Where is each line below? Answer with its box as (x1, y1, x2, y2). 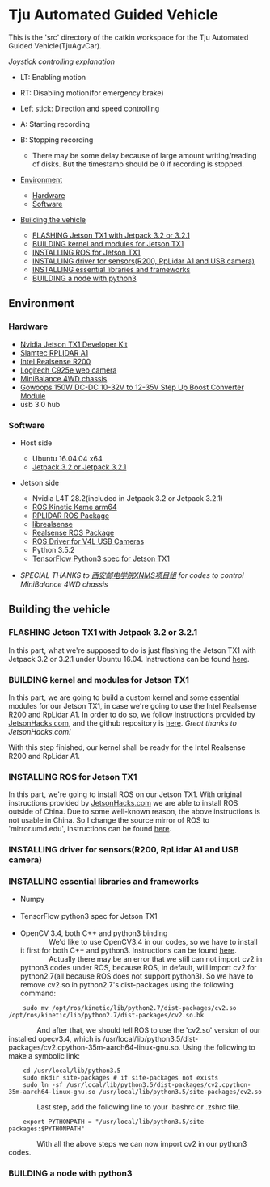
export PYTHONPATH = (23, 1118, 92, 1126)
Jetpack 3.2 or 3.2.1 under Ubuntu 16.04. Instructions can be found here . (8, 654, 250, 663)
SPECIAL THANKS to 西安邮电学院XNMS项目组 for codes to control (19, 570, 244, 579)
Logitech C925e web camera (19, 365, 117, 375)
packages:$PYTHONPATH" (8, 1125, 85, 1133)
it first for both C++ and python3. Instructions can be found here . (19, 945, 237, 955)
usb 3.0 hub (19, 399, 61, 409)
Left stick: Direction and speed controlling (19, 103, 160, 113)
